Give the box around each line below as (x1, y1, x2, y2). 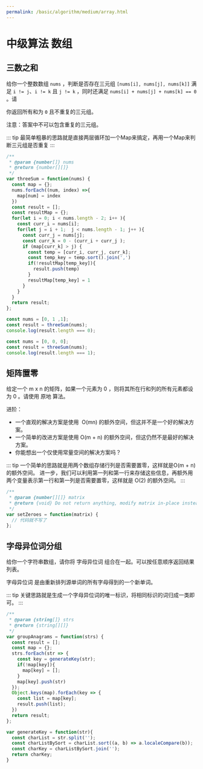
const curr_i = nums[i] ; (17, 221, 80, 227)
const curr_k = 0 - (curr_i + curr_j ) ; (22, 237, 126, 244)
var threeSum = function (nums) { (6, 176, 91, 182)
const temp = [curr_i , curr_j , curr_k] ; (28, 249, 131, 255)
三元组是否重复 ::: (11, 141, 56, 148)
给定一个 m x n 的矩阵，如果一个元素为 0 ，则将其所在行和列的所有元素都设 (6, 385, 193, 392)
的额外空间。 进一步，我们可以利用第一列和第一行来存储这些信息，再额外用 (6, 469, 193, 477)
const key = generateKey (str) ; (17, 656, 96, 662)
